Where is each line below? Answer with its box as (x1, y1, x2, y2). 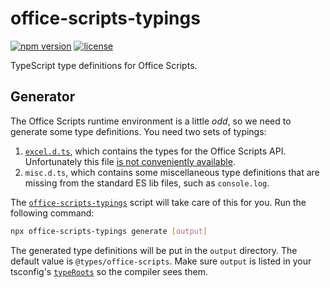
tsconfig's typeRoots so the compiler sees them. (10, 265, 208, 277)
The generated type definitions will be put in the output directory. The (10, 244, 298, 256)
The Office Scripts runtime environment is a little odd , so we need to (10, 115, 292, 127)
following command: (10, 207, 95, 219)
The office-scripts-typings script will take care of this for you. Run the (10, 196, 307, 208)
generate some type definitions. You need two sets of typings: (10, 125, 267, 137)
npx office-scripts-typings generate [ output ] (10, 226, 208, 236)
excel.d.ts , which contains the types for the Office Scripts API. (24, 145, 287, 157)
